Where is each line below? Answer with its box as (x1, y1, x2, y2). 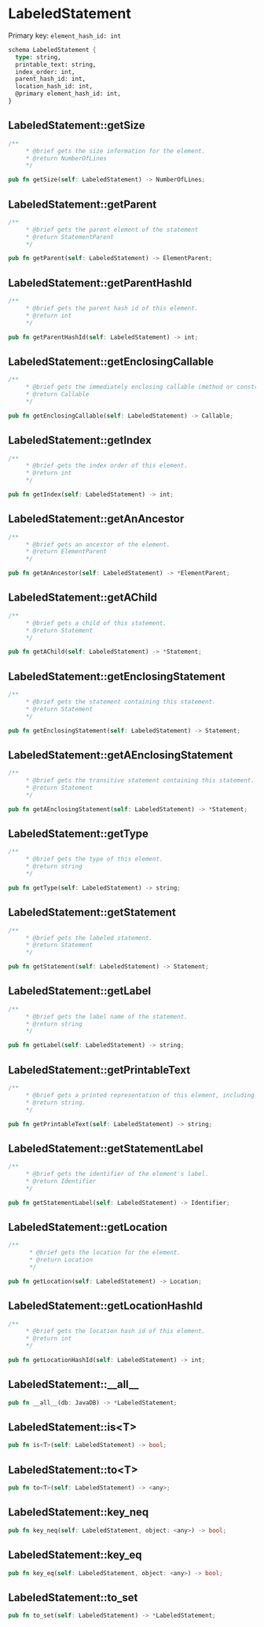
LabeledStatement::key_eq (8, 1548, 143, 1562)
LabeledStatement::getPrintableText (8, 1063, 191, 1077)
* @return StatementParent (25, 233, 114, 241)
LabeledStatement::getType (8, 827, 149, 841)
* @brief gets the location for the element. (28, 1249, 181, 1257)
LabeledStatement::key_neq (8, 1506, 149, 1519)
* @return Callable (25, 391, 90, 398)
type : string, (15, 53, 61, 61)
